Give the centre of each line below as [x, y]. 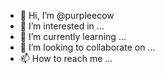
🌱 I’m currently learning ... [73, 36]
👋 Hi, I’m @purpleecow [67, 15]
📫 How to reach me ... [66, 58]
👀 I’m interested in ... [62, 26]
